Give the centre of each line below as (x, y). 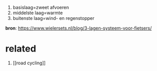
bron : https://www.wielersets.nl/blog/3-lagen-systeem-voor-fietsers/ (79, 28)
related (21, 49)
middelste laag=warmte (38, 13)
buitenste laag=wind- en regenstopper (54, 18)
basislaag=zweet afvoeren (41, 7)
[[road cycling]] (29, 63)
